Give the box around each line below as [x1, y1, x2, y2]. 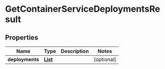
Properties [5, 33, 38, 42]
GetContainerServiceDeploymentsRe [5, 3, 161, 15]
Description [61, 48, 89, 54]
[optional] [93, 56, 117, 63]
